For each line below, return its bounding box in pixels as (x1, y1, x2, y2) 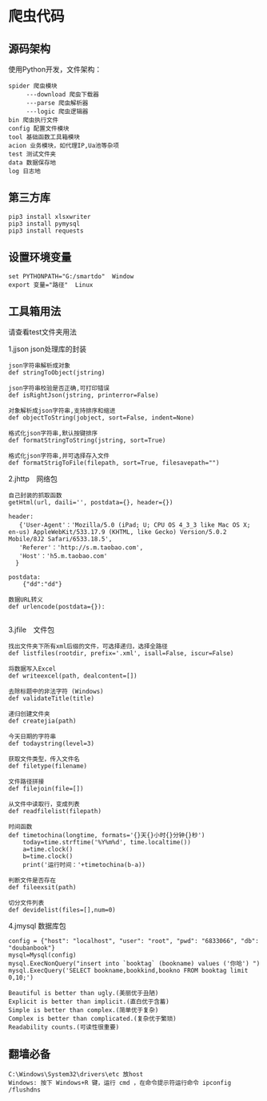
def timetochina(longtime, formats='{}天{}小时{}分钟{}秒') (8, 832, 205, 840)
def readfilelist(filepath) (8, 808, 102, 816)
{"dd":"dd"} (22, 581, 62, 589)
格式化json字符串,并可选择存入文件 (8, 452, 110, 460)
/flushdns (8, 1086, 42, 1095)
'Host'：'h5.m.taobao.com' (18, 553, 108, 561)
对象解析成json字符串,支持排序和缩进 (8, 407, 116, 415)
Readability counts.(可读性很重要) (8, 1023, 120, 1031)
